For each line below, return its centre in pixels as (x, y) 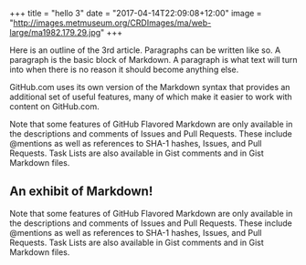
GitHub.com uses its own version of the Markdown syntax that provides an (150, 87)
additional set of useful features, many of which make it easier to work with (151, 97)
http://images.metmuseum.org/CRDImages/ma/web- (112, 23)
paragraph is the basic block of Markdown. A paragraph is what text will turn (153, 60)
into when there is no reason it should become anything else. (124, 69)
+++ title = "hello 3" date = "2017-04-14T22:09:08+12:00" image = (136, 13)
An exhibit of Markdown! (81, 192)
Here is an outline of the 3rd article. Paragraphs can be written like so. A (145, 50)
